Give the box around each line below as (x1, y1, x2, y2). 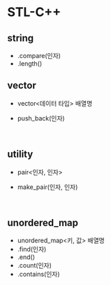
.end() (17, 253, 36, 261)
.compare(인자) (17, 52, 61, 60)
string (7, 32, 34, 44)
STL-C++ (7, 4, 61, 20)
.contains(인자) (17, 270, 61, 279)
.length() (17, 60, 43, 67)
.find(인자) (17, 245, 47, 253)
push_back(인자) (17, 113, 65, 123)
